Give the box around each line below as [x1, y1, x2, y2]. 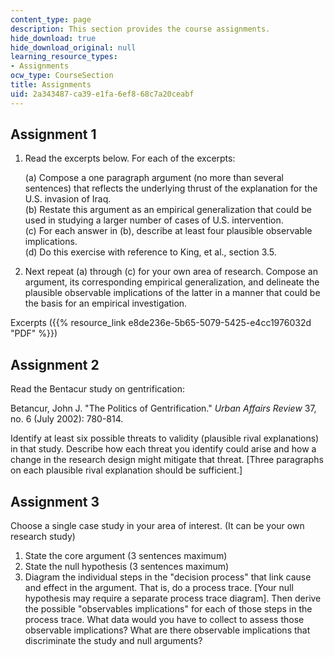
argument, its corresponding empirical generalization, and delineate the [24, 276, 320, 288]
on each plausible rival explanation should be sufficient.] [10, 464, 243, 476]
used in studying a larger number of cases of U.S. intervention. [24, 214, 284, 226]
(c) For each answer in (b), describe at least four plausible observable [24, 225, 313, 237]
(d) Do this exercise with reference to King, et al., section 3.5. [24, 246, 277, 258]
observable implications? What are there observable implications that [24, 624, 311, 636]
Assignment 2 [10, 356, 100, 373]
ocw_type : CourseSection [10, 71, 114, 81]
